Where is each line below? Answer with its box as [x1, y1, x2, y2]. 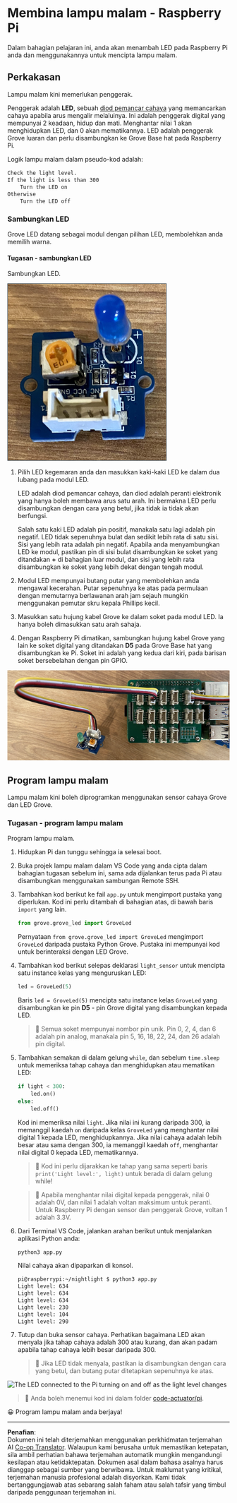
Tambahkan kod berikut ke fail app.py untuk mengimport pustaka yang [17, 890, 222, 899]
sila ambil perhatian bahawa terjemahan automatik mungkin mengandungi [7, 1451, 222, 1459]
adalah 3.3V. [35, 1213, 72, 1221]
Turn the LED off [20, 198, 71, 205]
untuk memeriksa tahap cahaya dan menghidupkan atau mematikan [17, 1061, 215, 1070]
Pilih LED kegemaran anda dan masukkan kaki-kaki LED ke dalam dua [17, 468, 220, 477]
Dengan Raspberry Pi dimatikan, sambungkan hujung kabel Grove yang [17, 634, 225, 642]
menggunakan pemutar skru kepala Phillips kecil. [17, 599, 160, 608]
